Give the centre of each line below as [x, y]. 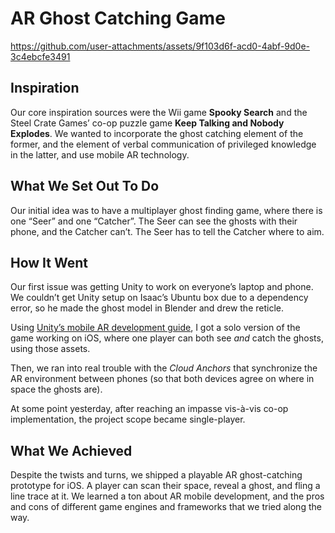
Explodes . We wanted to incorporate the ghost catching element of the [157, 133]
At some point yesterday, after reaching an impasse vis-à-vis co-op [149, 409]
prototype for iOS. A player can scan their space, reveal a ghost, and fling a [165, 486]
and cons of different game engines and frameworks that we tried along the [166, 507]
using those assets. [50, 349]
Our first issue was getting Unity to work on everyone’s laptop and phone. [162, 287]
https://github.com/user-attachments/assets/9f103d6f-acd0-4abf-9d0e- [160, 46]
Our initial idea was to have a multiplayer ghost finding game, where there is [166, 210]
